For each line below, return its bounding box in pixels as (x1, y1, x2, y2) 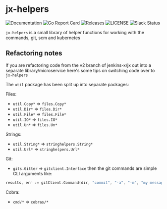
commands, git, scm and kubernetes (5, 35, 81, 41)
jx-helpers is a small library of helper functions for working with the (5, 29, 145, 35)
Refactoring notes (5, 49, 62, 57)
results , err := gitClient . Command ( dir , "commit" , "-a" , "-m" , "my (5, 180, 148, 185)
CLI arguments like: (12, 170, 53, 176)
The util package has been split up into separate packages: (5, 81, 129, 87)
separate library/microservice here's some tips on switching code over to (5, 67, 155, 73)
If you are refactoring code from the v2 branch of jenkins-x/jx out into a (5, 62, 152, 68)
